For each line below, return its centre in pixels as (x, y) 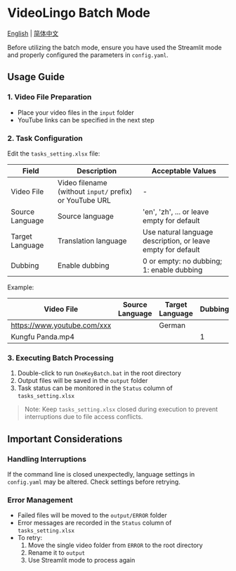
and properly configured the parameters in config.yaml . (88, 55)
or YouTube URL (84, 200)
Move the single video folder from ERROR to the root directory (115, 545)
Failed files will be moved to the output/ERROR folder (92, 515)
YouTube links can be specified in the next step (86, 120)
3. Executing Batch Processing (60, 358)
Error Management (40, 500)
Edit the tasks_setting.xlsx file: (54, 153)
